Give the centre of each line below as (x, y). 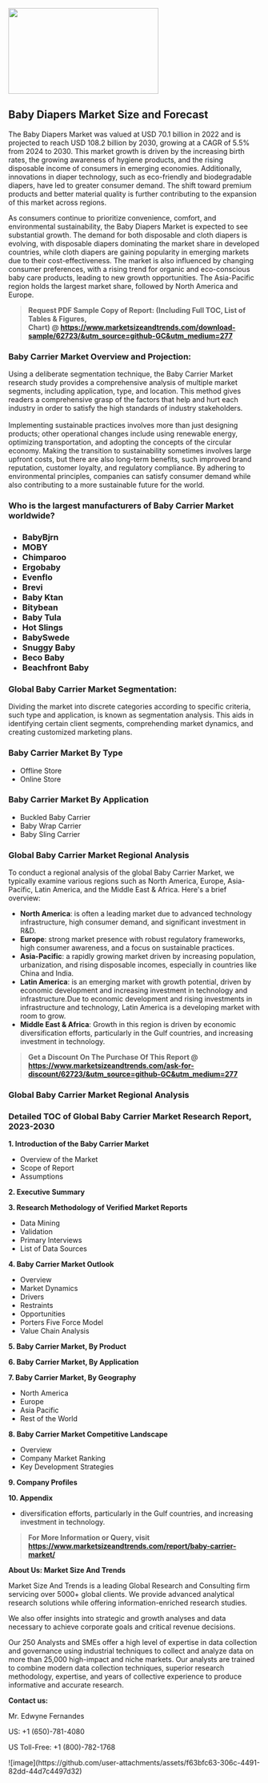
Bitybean (40, 607)
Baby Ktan (43, 597)
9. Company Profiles (43, 1482)
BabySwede (46, 637)
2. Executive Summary (47, 1192)
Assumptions (42, 1176)
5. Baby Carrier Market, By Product (67, 1346)
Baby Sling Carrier (50, 834)
